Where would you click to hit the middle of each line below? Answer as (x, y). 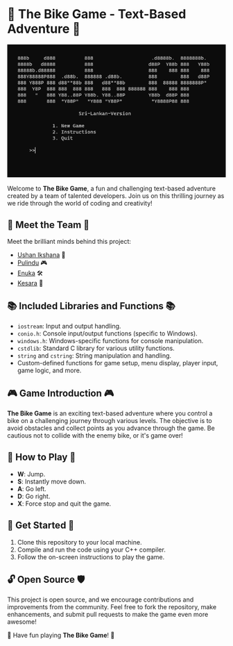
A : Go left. (32, 488)
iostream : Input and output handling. (69, 326)
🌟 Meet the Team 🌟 (49, 225)
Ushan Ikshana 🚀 (41, 255)
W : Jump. (31, 474)
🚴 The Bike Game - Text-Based (97, 14)
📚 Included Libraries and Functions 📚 (91, 306)
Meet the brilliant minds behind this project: (69, 242)
